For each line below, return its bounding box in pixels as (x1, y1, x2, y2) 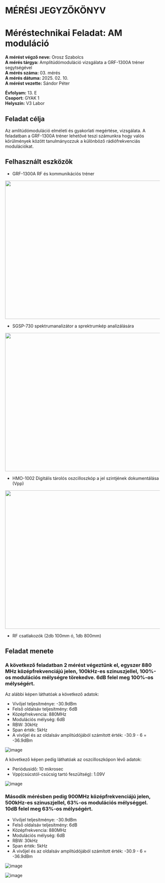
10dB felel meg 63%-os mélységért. (5, 805, 93, 812)
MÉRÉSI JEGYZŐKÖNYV (5, 5, 106, 16)
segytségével (5, 64, 32, 71)
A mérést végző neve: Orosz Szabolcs (5, 54, 84, 60)
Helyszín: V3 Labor (5, 100, 45, 106)
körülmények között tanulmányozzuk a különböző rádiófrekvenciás (5, 138, 140, 144)
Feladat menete (5, 647, 54, 656)
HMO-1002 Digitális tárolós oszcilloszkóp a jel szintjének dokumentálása (12, 475, 159, 481)
